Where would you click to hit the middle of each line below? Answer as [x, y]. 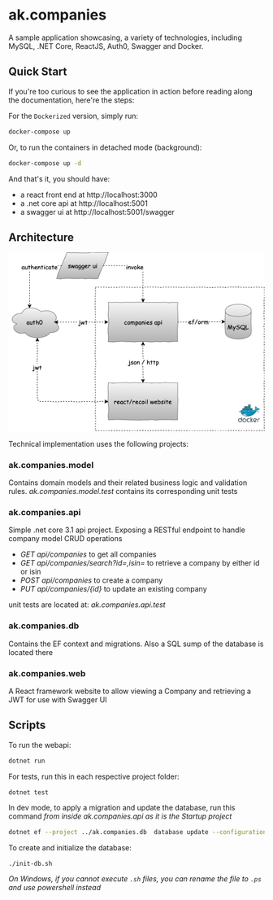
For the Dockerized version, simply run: [73, 116]
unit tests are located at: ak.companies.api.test [87, 605]
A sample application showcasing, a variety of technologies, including [125, 37]
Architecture [41, 237]
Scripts [27, 725]
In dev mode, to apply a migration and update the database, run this [122, 807]
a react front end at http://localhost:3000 [89, 194]
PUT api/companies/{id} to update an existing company [113, 589]
